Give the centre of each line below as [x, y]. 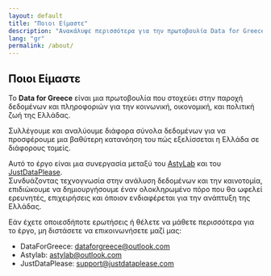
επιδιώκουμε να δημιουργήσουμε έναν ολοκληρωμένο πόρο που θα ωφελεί [135, 189]
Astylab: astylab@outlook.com [71, 254]
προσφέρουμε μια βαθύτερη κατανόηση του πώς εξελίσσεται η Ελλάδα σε [134, 139]
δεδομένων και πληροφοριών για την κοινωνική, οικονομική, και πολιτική [131, 107]
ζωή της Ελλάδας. [40, 115]
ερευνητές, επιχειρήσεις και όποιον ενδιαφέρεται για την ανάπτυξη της [129, 198]
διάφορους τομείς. [40, 148]
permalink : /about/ [41, 46]
